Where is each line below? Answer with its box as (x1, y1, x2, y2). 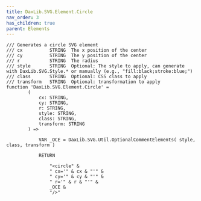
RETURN (38, 153, 56, 159)
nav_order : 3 (6, 14, 39, 20)
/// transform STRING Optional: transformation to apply (6, 79, 161, 85)
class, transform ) (6, 142, 56, 148)
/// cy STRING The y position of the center (6, 52, 147, 59)
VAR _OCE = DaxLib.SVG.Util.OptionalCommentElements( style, (38, 137, 196, 143)
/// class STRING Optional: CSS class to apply (6, 73, 147, 80)
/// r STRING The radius (6, 58, 98, 64)
